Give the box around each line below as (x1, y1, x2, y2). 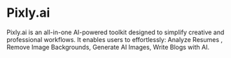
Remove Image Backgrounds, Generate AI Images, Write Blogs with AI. (6, 43, 210, 51)
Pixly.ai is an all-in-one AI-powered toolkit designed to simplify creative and (6, 28, 225, 36)
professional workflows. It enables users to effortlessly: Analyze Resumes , (6, 35, 223, 43)
